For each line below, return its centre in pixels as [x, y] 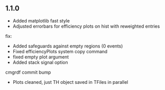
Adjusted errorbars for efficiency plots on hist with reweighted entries [86, 26]
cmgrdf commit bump [28, 72]
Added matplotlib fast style [41, 20]
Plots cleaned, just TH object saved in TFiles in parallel [70, 82]
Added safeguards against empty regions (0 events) [68, 46]
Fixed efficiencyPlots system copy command [60, 51]
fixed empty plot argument [41, 57]
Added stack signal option [40, 62]
